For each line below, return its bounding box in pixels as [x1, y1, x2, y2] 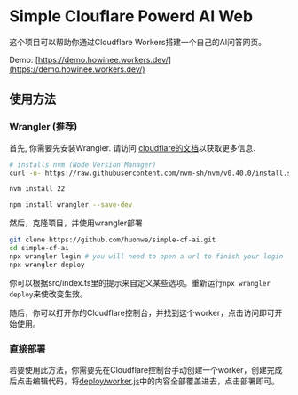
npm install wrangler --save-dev [9, 201, 133, 209]
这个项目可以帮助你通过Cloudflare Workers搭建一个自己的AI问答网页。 [9, 36, 267, 47]
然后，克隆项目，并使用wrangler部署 [9, 217, 144, 228]
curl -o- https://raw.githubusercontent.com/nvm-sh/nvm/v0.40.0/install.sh [9, 169, 295, 178]
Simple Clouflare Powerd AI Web [9, 6, 254, 27]
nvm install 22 [9, 185, 66, 194]
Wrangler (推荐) [9, 121, 78, 133]
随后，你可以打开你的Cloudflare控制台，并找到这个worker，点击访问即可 [9, 307, 275, 318]
